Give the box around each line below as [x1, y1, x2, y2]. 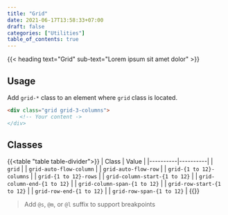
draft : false [7, 23, 45, 30]
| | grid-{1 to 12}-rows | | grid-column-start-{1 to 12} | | [30, 172, 198, 180]
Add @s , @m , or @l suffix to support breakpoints [24, 200, 156, 209]
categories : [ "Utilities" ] [7, 29, 85, 37]
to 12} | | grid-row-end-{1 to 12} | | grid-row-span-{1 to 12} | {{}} [7, 187, 200, 195]
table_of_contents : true [7, 36, 79, 43]
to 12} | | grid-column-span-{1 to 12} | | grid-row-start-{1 [51, 180, 222, 188]
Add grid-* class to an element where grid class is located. [7, 93, 178, 101]
